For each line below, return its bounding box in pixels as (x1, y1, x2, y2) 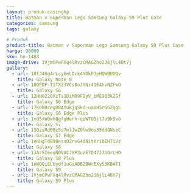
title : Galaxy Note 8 (17, 76, 72, 83)
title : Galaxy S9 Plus (17, 178, 75, 184)
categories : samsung (6, 20, 59, 26)
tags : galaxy (6, 25, 40, 32)
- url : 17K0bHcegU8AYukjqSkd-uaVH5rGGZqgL (12, 104, 121, 110)
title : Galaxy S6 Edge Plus (17, 110, 88, 116)
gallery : (6, 65, 29, 71)
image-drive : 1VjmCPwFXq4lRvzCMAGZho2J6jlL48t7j (6, 59, 132, 66)
